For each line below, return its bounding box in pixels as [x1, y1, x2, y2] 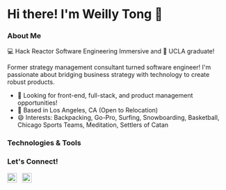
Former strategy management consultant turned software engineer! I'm [7, 63, 211, 71]
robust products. [7, 78, 55, 86]
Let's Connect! [7, 157, 58, 166]
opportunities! [17, 98, 58, 107]
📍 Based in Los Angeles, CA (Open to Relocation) [17, 106, 159, 114]
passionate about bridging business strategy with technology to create [7, 71, 210, 79]
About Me [7, 31, 42, 41]
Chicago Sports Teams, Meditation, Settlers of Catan [17, 121, 169, 129]
